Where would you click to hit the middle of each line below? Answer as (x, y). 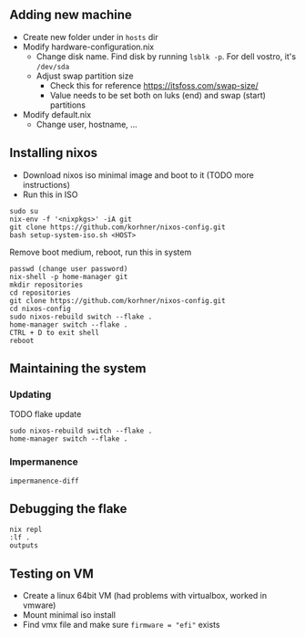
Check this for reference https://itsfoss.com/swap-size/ (154, 85)
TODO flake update (46, 414)
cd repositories (40, 292)
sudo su (24, 211)
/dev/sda (53, 67)
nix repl (26, 530)
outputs (24, 546)
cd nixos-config (40, 308)
